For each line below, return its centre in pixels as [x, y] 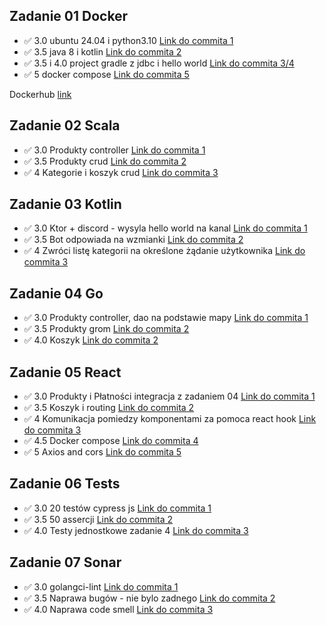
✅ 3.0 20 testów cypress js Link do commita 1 [117, 508]
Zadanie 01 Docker [69, 16]
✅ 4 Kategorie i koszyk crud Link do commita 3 [121, 172]
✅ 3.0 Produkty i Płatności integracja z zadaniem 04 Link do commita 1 [169, 396]
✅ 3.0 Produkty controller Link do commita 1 [114, 150]
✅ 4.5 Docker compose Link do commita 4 [111, 441]
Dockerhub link [40, 94]
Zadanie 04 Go [56, 293]
